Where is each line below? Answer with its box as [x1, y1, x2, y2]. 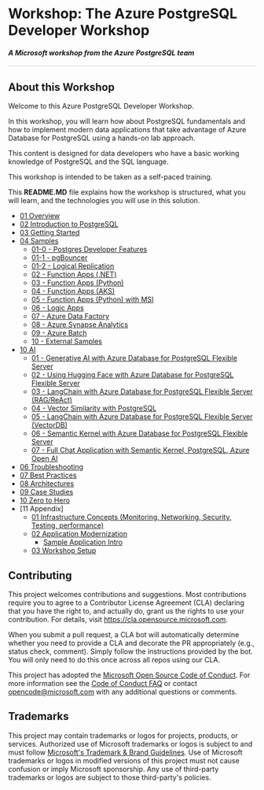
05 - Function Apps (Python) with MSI [31, 295, 154, 304]
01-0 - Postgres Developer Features [31, 245, 148, 254]
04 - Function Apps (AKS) [31, 287, 115, 296]
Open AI [31, 454, 58, 463]
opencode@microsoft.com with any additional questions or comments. [8, 687, 237, 697]
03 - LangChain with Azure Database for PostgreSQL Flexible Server [31, 387, 254, 396]
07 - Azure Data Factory [31, 312, 110, 321]
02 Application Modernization [31, 529, 128, 539]
